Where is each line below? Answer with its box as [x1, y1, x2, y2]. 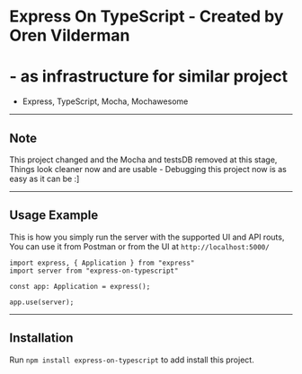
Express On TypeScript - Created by [9, 6, 284, 27]
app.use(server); [9, 298, 75, 307]
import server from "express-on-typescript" [9, 266, 179, 275]
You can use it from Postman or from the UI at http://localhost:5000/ [9, 240, 270, 252]
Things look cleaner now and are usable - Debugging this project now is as [9, 163, 288, 174]
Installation [9, 330, 74, 346]
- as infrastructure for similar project [9, 66, 289, 87]
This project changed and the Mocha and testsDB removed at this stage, [9, 154, 278, 165]
